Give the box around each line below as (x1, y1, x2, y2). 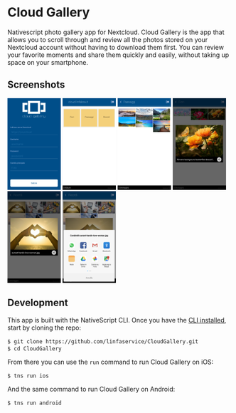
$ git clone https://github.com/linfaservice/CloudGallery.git (7, 338, 199, 345)
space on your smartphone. (7, 58, 89, 66)
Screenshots (7, 79, 65, 91)
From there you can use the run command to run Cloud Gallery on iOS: (7, 357, 214, 366)
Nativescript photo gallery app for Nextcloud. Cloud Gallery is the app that (7, 28, 225, 36)
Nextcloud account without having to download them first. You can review (7, 43, 224, 51)
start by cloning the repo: (7, 323, 82, 332)
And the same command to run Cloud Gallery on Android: (7, 385, 176, 393)
